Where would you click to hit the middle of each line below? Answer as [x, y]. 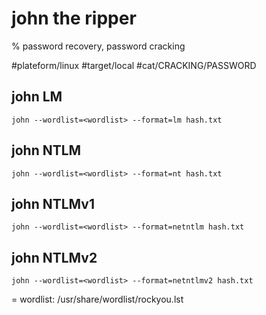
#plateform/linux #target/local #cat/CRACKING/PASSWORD [134, 65]
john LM [37, 97]
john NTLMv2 [54, 257]
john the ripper [74, 18]
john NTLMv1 [53, 203]
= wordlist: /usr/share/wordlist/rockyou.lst [97, 299]
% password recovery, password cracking [98, 46]
